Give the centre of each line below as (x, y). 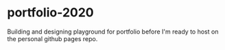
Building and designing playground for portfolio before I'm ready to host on (113, 32)
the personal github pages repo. (52, 38)
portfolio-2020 (50, 13)
